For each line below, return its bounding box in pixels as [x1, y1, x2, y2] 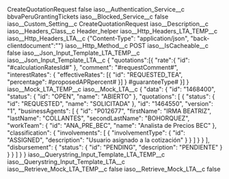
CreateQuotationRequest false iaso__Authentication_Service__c [7, 5, 185, 13]
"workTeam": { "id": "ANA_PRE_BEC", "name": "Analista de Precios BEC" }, [7, 122, 217, 129]
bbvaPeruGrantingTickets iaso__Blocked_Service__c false [7, 12, 169, 20]
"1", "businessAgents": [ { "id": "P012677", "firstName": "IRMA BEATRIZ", [7, 107, 212, 115]
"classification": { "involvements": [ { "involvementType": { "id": [7, 128, 186, 137]
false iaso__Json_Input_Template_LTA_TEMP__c [7, 49, 140, 57]
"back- [190, 34, 210, 42]
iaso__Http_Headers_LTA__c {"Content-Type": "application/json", [7, 34, 189, 42]
